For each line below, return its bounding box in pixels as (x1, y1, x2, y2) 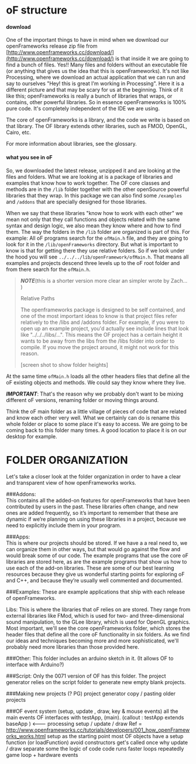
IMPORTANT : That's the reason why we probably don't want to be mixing (6, 390, 184, 397)
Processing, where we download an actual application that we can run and (6, 74, 186, 81)
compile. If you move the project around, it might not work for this (20, 343, 179, 350)
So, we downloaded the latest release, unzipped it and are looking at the (6, 167, 180, 174)
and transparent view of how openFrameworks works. (6, 479, 136, 486)
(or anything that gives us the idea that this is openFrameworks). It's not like (6, 68, 189, 75)
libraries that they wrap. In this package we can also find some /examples (6, 192, 183, 199)
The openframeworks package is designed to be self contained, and (20, 306, 185, 313)
